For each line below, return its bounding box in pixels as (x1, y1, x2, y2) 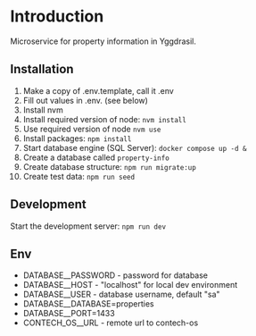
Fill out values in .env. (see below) (22, 95, 148, 105)
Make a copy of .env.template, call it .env (22, 85, 175, 96)
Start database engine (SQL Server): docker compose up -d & (22, 142, 247, 153)
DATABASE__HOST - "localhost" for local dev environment (22, 280, 238, 290)
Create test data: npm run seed (22, 171, 136, 181)
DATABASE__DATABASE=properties (22, 298, 154, 309)
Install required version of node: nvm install (22, 113, 186, 124)
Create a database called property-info (22, 152, 170, 163)
